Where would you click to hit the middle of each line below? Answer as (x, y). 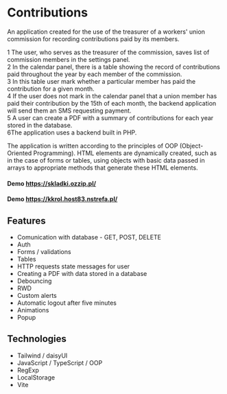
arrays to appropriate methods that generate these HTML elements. (103, 167)
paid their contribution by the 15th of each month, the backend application (112, 103)
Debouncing (34, 281)
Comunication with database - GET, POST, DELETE (89, 237)
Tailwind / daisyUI (42, 356)
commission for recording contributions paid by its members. (93, 38)
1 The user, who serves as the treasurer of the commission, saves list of (108, 52)
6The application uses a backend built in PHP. (72, 132)
